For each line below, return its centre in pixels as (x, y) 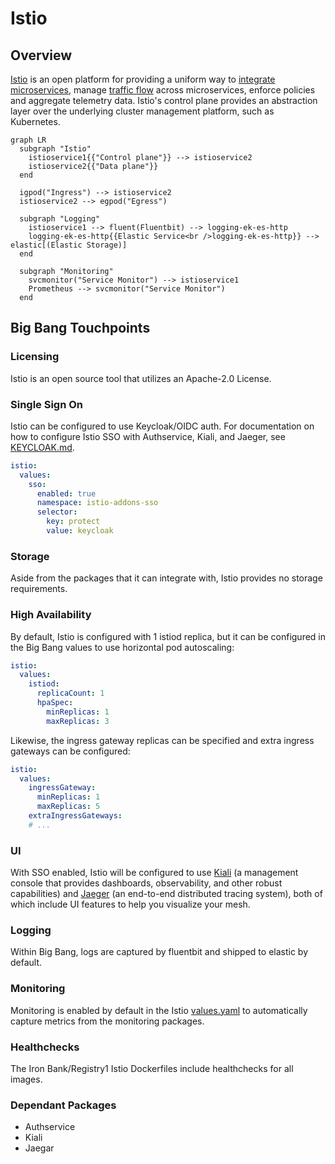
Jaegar (39, 1148)
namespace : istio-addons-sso (97, 503)
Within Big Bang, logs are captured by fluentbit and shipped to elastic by (159, 952)
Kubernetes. (35, 121)
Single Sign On (47, 404)
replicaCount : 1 (70, 693)
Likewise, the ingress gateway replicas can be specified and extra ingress (162, 740)
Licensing (35, 357)
